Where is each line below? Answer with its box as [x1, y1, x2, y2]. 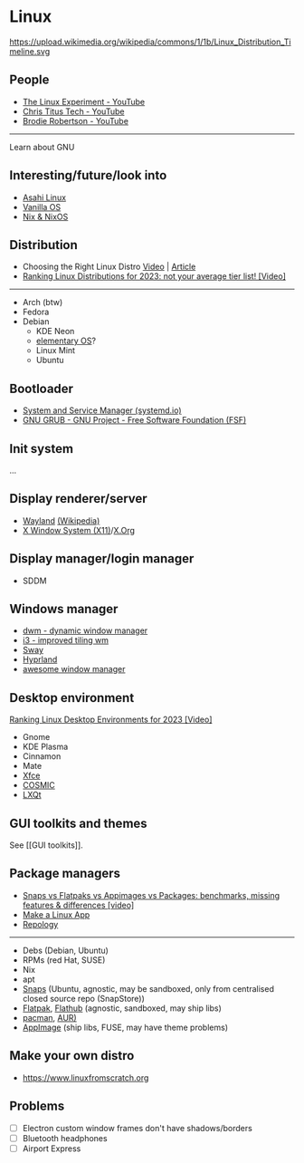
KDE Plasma [22, 741, 69, 753]
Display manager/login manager [9, 551, 195, 567]
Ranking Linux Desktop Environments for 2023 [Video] [9, 714, 213, 726]
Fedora [22, 306, 50, 318]
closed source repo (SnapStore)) [22, 993, 145, 1004]
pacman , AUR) [22, 1012, 77, 1023]
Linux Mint [35, 345, 75, 356]
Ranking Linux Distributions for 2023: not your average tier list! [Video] [22, 271, 287, 282]
